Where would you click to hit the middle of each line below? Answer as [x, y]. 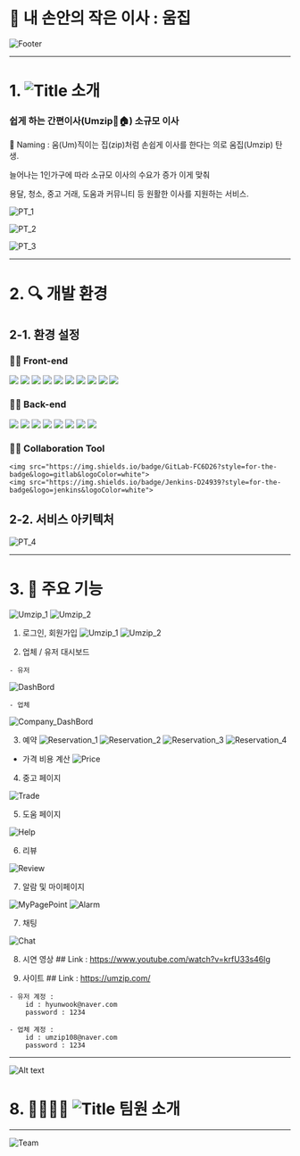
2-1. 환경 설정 [45, 335]
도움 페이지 [42, 814]
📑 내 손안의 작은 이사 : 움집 [100, 18]
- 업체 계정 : [32, 1029]
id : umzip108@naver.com [71, 1037]
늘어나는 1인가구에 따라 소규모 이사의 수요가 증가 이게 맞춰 [110, 175]
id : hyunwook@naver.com [71, 1004]
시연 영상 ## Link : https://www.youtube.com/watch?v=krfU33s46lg [146, 959]
